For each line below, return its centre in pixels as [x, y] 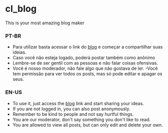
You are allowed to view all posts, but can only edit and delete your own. [88, 125]
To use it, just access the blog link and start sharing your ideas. [78, 103]
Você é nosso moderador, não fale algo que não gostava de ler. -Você [85, 68]
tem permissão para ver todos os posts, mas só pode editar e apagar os [87, 74]
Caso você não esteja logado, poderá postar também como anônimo [84, 58]
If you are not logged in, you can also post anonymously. [71, 109]
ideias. [19, 52]
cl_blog [21, 9]
